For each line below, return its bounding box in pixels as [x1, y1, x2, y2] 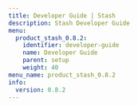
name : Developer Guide [22, 49, 98, 57]
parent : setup [22, 57, 69, 65]
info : [8, 78, 26, 86]
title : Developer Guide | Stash [8, 11, 116, 20]
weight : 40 [22, 64, 59, 72]
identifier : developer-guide [22, 41, 120, 49]
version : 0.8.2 [15, 85, 66, 94]
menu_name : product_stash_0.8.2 [8, 71, 116, 79]
